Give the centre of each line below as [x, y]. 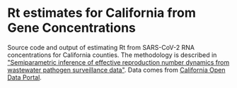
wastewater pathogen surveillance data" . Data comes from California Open [116, 70]
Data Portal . [25, 77]
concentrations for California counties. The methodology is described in [112, 55]
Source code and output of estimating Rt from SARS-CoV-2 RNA [101, 47]
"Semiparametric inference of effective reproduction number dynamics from [118, 62]
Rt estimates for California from [102, 13]
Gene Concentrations [71, 28]
